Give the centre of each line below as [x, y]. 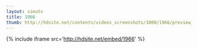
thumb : [14, 22]
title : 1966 [21, 17]
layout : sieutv [25, 11]
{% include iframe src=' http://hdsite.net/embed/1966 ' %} [76, 39]
